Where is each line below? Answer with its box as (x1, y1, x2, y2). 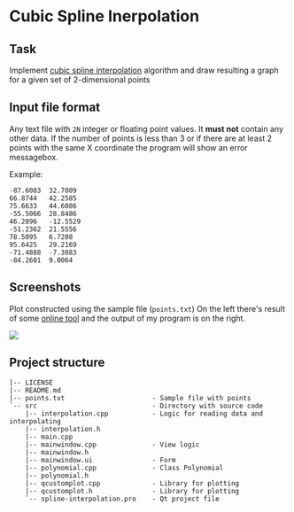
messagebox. (9, 151, 59, 162)
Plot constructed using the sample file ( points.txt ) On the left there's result (9, 303, 285, 314)
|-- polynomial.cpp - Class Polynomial (25, 463, 224, 473)
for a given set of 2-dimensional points (9, 74, 151, 85)
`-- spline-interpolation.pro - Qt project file (25, 494, 220, 504)
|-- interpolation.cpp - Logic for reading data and (25, 409, 264, 418)
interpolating (9, 417, 62, 426)
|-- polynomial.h (25, 471, 89, 480)
